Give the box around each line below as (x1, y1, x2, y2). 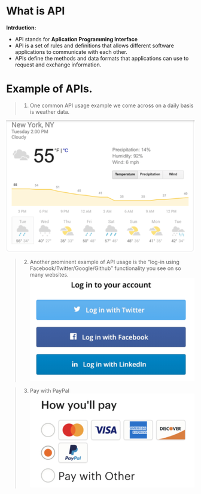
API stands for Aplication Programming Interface (14, 35, 138, 43)
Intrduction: (6, 24, 36, 31)
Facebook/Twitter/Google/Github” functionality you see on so (29, 265, 181, 272)
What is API (6, 4, 65, 18)
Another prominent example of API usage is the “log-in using (29, 259, 179, 266)
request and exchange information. (14, 61, 102, 68)
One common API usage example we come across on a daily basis (29, 102, 194, 109)
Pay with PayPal (29, 387, 70, 395)
